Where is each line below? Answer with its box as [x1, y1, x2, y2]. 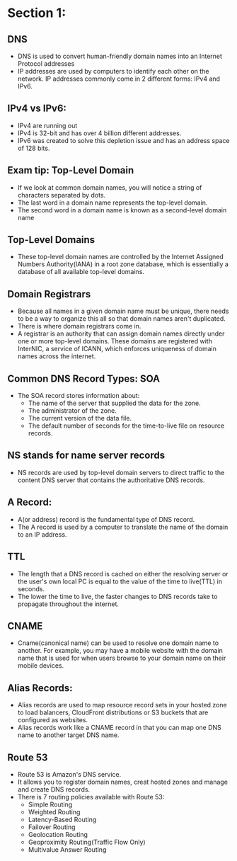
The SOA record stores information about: [17, 392, 140, 400]
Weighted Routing [28, 807, 81, 816]
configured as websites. [17, 716, 88, 724]
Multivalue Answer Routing [28, 845, 107, 854]
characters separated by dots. [17, 190, 106, 199]
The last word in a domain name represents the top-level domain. [17, 198, 208, 207]
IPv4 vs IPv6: [7, 103, 67, 115]
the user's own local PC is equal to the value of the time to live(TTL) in [17, 577, 223, 586]
